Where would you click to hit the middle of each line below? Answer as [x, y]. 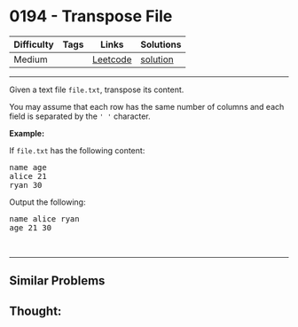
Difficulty [34, 44]
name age [28, 167]
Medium [31, 59]
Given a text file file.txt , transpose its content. [97, 90]
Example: [27, 133]
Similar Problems [57, 281]
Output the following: [47, 202]
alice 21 [28, 176]
